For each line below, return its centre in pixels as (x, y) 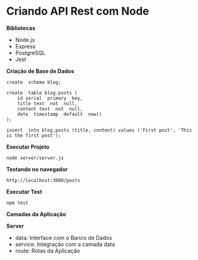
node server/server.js (35, 158)
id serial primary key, (50, 98)
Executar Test (24, 191)
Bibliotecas (21, 28)
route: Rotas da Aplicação (48, 250)
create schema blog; (34, 82)
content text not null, (50, 109)
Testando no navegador (37, 169)
